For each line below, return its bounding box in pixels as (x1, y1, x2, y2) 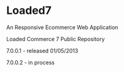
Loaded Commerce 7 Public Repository (6, 35, 105, 42)
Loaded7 (6, 4, 52, 18)
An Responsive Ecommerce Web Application (6, 24, 119, 31)
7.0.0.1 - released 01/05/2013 (6, 47, 78, 54)
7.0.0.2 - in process (6, 59, 55, 66)
